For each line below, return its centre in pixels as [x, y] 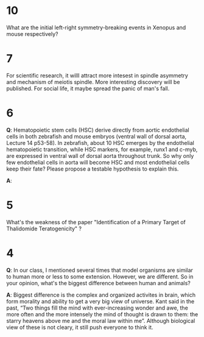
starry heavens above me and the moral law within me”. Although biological [101, 321]
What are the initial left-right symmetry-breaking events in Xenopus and [96, 27]
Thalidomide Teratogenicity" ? [44, 229]
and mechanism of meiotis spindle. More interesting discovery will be [93, 82]
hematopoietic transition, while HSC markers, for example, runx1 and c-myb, [102, 149]
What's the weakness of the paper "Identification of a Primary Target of [96, 222]
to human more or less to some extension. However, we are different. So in [100, 276]
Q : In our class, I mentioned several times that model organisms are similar [100, 270]
